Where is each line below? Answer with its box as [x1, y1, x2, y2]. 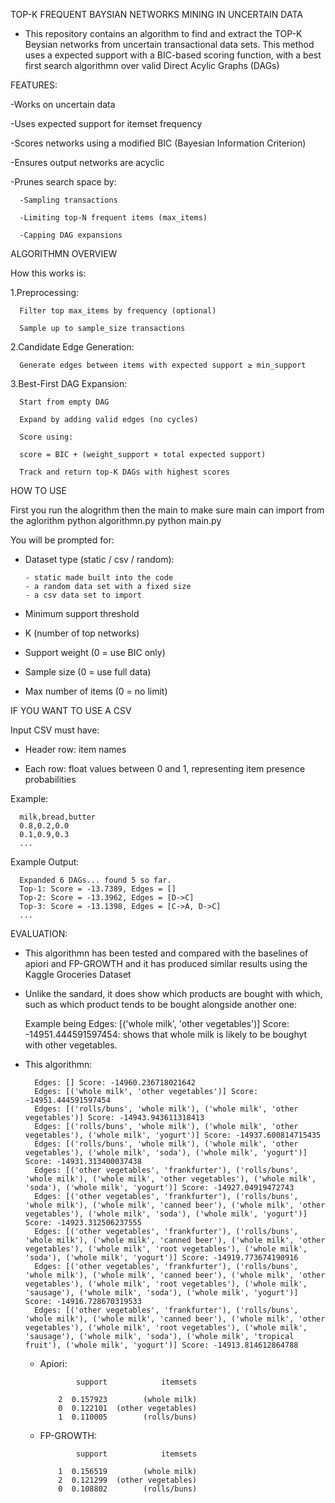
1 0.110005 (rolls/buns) [58, 1412, 198, 1422]
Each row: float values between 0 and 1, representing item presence [24, 763, 306, 774]
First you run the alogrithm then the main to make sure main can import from [10, 504, 325, 516]
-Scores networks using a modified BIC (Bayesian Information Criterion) [10, 137, 307, 149]
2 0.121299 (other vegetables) [58, 1475, 198, 1485]
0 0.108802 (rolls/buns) [58, 1484, 198, 1494]
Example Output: [10, 856, 80, 868]
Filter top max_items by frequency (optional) [19, 306, 217, 316]
